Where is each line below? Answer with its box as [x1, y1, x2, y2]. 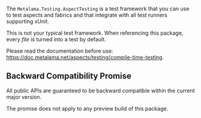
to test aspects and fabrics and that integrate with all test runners [6, 11, 168, 19]
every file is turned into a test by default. [6, 36, 106, 43]
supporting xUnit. [6, 18, 49, 25]
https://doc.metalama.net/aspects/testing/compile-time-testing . [6, 54, 164, 60]
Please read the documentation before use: [6, 47, 113, 55]
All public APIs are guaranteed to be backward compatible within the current [6, 87, 195, 94]
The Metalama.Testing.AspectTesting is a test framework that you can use [6, 5, 190, 12]
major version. [6, 93, 42, 101]
